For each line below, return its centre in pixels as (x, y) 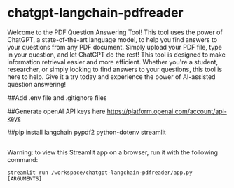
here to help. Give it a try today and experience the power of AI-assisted (111, 77)
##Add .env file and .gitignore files (57, 97)
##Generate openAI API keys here (56, 111)
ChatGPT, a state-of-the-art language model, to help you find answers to (112, 39)
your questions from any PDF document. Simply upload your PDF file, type (115, 47)
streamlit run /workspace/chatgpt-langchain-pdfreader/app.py (100, 173)
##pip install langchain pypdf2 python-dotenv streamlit (87, 132)
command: (23, 160)
